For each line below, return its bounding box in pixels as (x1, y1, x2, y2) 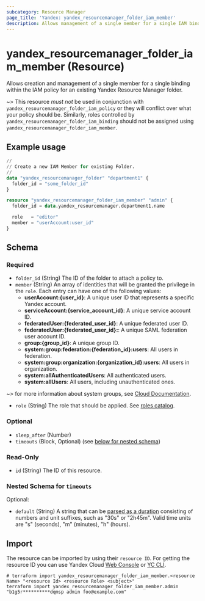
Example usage (6, 142, 66, 152)
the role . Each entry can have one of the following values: (15, 288, 162, 295)
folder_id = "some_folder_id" (12, 181, 88, 187)
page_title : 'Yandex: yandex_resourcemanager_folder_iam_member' (6, 15, 176, 21)
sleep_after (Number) (15, 431, 71, 439)
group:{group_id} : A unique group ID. (24, 340, 120, 347)
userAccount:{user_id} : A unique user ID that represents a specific (24, 294, 195, 301)
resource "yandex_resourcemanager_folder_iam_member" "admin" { (6, 197, 173, 203)
